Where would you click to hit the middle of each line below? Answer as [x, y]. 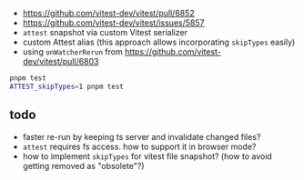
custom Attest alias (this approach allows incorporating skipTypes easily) [159, 42]
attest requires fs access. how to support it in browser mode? [139, 146]
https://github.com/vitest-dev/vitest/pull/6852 [109, 13]
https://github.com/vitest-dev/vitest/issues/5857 [113, 23]
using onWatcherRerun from [72, 52]
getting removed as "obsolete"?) [83, 165]
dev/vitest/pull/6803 [61, 61]
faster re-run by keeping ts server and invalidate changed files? [142, 136]
